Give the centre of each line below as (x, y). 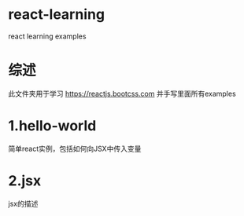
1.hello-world (52, 126)
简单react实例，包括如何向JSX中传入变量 (75, 148)
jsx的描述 (23, 203)
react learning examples (47, 36)
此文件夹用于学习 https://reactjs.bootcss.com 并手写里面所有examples (122, 93)
